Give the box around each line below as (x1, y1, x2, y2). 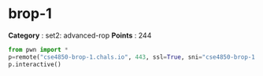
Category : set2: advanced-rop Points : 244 (8, 31, 152, 40)
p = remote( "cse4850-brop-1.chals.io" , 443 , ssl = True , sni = (8, 52, 202, 61)
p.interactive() (8, 60, 61, 68)
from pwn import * (8, 45, 69, 53)
